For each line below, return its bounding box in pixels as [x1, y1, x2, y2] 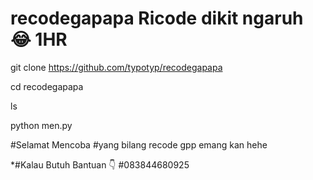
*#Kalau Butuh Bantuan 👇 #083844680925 [10, 158, 190, 171]
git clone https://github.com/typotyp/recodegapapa [10, 61, 223, 73]
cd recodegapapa [10, 80, 84, 92]
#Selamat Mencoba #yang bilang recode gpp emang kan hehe [10, 138, 268, 151]
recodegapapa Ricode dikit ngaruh [10, 7, 304, 30]
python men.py [10, 119, 73, 131]
